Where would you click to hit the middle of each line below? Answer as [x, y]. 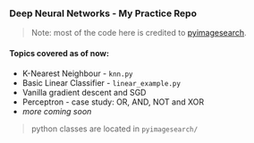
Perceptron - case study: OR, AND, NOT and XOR [113, 102]
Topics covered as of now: [59, 53]
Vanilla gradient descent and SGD [84, 92]
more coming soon [57, 111]
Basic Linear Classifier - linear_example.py [102, 82]
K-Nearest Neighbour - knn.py [77, 73]
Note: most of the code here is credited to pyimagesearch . [139, 33]
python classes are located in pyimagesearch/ [114, 129]
